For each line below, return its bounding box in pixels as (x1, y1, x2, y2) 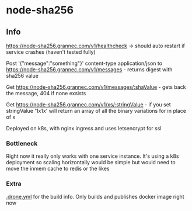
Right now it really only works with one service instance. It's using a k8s (6, 153, 179, 160)
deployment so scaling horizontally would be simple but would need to (6, 159, 176, 166)
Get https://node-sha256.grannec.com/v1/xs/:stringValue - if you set (6, 101, 171, 108)
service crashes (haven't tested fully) (6, 49, 96, 56)
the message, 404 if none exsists (6, 90, 86, 96)
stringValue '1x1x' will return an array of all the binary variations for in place (6, 108, 187, 114)
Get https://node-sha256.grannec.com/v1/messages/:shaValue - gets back (6, 84, 186, 91)
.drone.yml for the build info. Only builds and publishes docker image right (6, 193, 185, 200)
